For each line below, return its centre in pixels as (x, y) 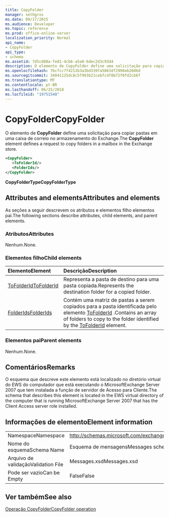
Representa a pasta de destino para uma (111, 279)
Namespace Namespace (36, 435)
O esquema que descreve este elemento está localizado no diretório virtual (83, 379)
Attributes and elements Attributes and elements (82, 198)
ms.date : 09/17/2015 (27, 19)
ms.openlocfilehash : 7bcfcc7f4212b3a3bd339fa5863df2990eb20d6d (73, 71)
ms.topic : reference (27, 29)
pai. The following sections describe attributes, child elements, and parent (81, 215)
